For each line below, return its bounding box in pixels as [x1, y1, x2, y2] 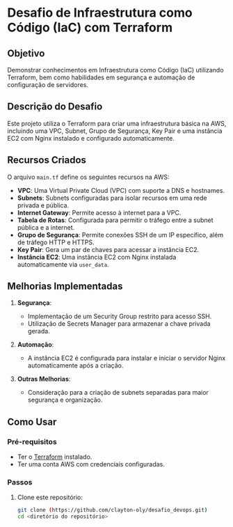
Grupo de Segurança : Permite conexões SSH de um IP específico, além [17, 230, 224, 239]
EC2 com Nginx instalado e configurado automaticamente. [7, 134, 175, 142]
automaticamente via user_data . [17, 260, 109, 269]
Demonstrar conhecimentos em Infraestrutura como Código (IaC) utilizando [7, 66, 224, 74]
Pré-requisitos [7, 436, 57, 446]
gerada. [27, 327, 50, 336]
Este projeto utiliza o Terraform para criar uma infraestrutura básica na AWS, [7, 119, 227, 127]
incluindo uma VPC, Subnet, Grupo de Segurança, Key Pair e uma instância [7, 127, 223, 135]
